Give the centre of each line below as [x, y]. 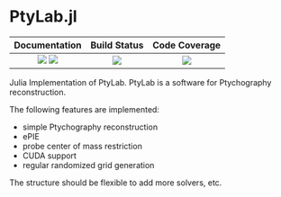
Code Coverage [187, 45]
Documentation [48, 45]
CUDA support [49, 156]
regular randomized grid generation [88, 165]
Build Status [117, 45]
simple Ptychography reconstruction [90, 127]
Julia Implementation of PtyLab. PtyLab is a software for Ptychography [140, 82]
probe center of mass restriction [82, 146]
